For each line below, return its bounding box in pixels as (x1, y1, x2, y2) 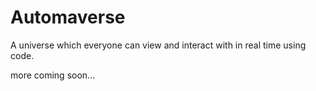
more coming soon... (10, 69, 96, 81)
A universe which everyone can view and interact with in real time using (10, 39, 307, 51)
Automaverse (10, 6, 126, 29)
